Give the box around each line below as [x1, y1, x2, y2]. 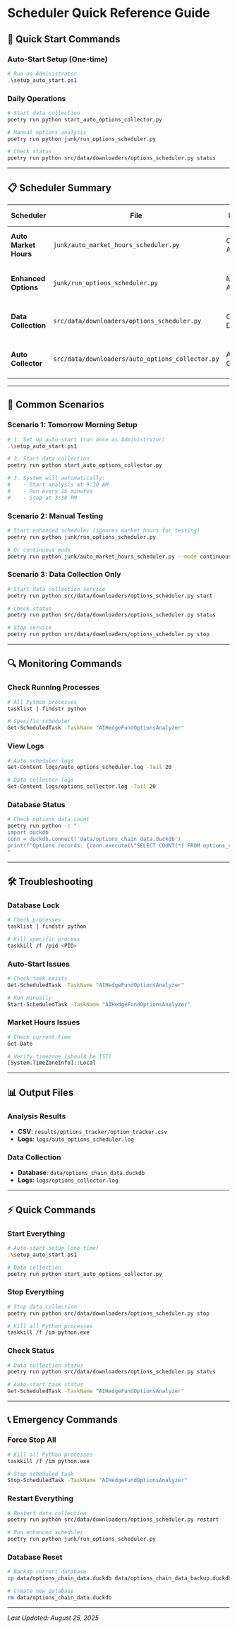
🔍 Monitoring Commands [7, 658, 122, 670]
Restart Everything [7, 1493, 74, 1503]
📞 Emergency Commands [7, 1414, 119, 1426]
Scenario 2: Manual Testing [7, 511, 104, 520]
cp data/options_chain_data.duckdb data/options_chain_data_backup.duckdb [7, 1575, 232, 1582]
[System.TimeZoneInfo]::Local [7, 1059, 97, 1067]
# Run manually [7, 994, 52, 1001]
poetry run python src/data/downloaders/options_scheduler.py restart [7, 1516, 219, 1523]
